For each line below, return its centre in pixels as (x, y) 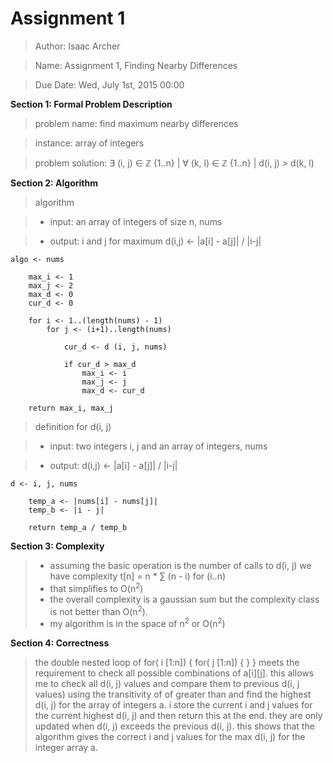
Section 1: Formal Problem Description (91, 104)
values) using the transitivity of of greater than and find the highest (173, 694)
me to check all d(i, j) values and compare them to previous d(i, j (167, 683)
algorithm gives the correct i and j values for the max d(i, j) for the (170, 736)
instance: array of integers (89, 143)
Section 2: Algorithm (54, 183)
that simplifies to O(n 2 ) (96, 587)
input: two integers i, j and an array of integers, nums (158, 446)
